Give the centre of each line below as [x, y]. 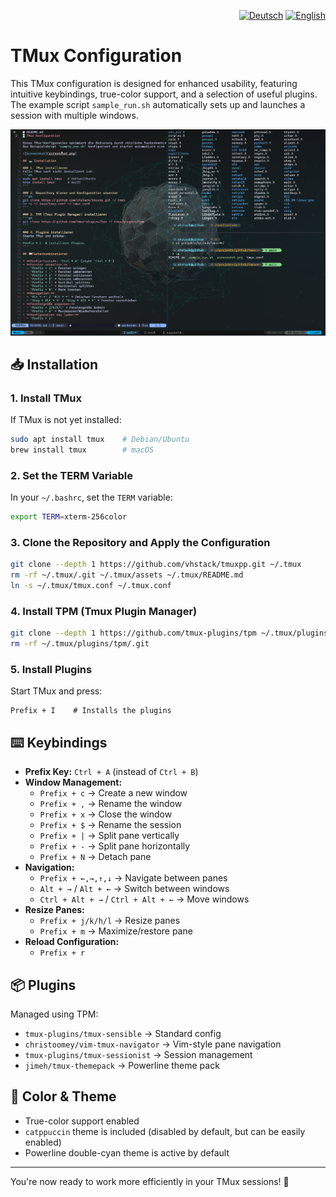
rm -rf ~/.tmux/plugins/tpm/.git [80, 644]
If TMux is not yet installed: [66, 420]
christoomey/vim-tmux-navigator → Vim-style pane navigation [153, 1044]
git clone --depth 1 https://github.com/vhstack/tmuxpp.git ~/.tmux [156, 565]
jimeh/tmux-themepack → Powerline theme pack [122, 1066]
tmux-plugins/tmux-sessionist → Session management [138, 1055]
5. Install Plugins [51, 670]
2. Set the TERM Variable [71, 475]
